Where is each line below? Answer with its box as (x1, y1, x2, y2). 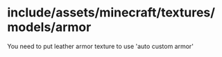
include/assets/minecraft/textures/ (7, 5, 216, 21)
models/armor (7, 19, 92, 35)
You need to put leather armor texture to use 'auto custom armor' (7, 42, 194, 50)
